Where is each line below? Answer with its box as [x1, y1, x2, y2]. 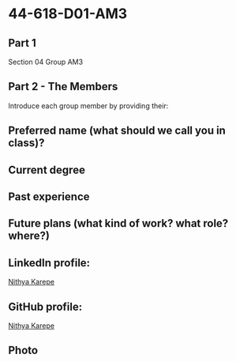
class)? [8, 136, 45, 150]
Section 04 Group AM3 [8, 57, 84, 66]
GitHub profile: [8, 300, 83, 313]
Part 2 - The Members [8, 80, 118, 93]
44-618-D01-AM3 [8, 5, 128, 23]
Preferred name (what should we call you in [8, 124, 227, 138]
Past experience [8, 190, 90, 203]
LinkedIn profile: [8, 256, 91, 270]
